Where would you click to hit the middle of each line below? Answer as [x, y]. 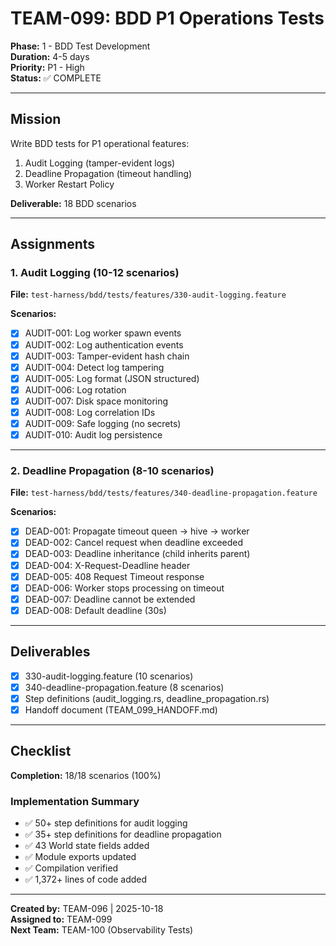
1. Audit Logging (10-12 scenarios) [95, 273]
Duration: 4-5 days [50, 56]
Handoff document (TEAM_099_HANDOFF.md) [121, 709]
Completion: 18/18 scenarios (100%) [86, 775]
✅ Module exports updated [80, 857]
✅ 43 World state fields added [87, 846]
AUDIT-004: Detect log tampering [94, 367]
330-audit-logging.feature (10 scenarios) [109, 676]
